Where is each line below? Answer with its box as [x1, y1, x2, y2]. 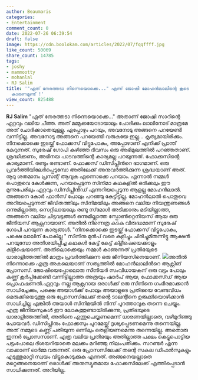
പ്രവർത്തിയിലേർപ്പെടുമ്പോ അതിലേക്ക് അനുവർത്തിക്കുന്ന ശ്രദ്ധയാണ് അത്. [6, 166, 186, 173]
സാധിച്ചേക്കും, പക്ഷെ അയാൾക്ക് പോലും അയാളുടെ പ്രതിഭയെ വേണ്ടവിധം [6, 286, 181, 293]
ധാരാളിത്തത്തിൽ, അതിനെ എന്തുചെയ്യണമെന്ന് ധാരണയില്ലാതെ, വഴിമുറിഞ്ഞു [6, 313, 192, 320]
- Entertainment [6, 20, 46, 25]
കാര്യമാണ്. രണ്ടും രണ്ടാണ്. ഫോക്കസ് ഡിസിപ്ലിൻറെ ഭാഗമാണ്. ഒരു [6, 159, 169, 166]
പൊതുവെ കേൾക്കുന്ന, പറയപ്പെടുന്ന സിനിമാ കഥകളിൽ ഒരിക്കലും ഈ [6, 179, 170, 186]
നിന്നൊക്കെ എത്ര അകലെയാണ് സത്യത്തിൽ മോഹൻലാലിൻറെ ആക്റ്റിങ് [6, 259, 181, 267]
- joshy [6, 63, 25, 70]
